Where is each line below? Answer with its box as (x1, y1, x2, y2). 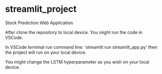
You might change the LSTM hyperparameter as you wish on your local (5, 59, 149, 65)
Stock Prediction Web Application (5, 20, 73, 26)
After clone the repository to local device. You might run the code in (5, 29, 143, 35)
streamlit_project (5, 3, 77, 15)
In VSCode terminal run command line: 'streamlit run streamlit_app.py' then (5, 44, 158, 50)
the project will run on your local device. (5, 49, 87, 55)
